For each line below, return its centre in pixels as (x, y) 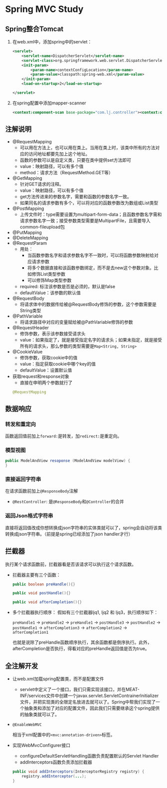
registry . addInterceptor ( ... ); (54, 776)
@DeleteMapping (30, 238)
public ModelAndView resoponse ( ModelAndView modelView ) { (68, 461)
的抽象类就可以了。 (40, 715)
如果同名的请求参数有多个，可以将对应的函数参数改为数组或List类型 (89, 203)
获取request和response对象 (41, 376)
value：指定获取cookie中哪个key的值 (58, 364)
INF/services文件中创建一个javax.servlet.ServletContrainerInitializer (89, 696)
